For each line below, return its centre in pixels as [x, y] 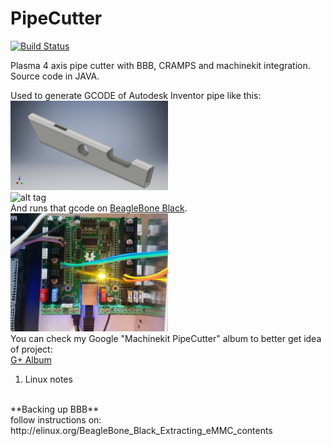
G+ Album [31, 360]
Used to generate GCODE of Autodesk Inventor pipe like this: [136, 95]
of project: [31, 349]
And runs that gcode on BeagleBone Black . [99, 208]
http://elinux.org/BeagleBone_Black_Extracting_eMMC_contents [141, 431]
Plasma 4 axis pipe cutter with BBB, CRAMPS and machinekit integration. [160, 65]
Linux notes [48, 379]
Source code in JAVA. [55, 76]
